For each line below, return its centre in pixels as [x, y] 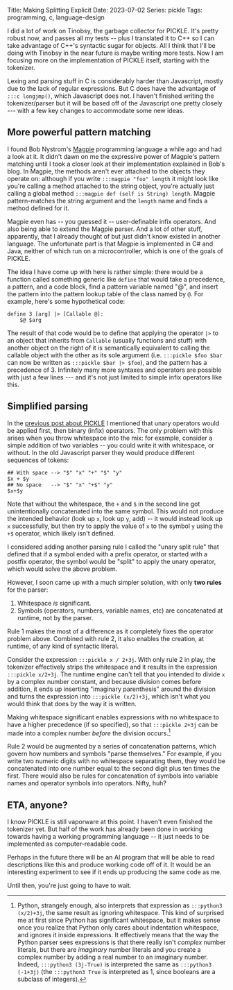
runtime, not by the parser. [55, 617]
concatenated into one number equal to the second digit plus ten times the [114, 769]
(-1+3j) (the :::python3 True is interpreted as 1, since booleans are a [116, 972]
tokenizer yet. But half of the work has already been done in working [105, 829]
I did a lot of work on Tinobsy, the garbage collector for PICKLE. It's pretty [113, 31]
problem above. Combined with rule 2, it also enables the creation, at [106, 638]
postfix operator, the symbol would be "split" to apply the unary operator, [112, 561]
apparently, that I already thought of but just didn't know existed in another [114, 236]
